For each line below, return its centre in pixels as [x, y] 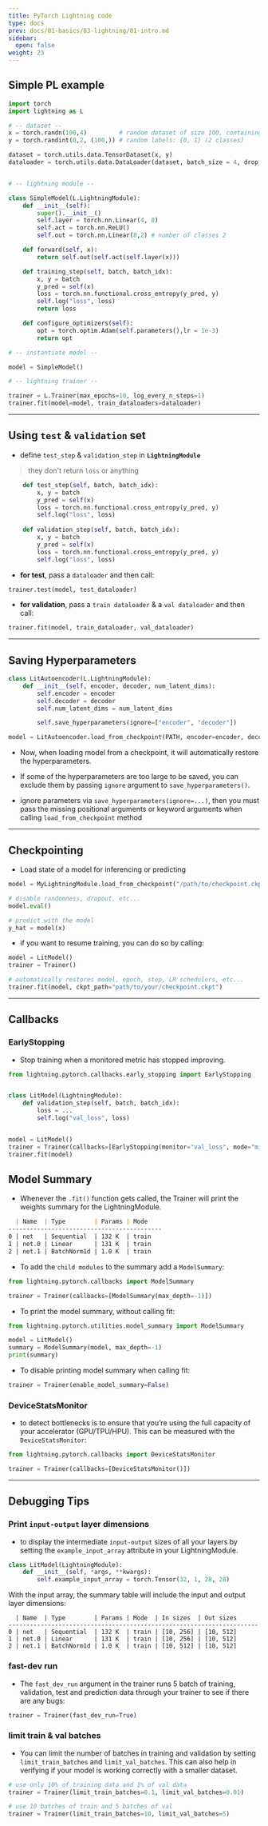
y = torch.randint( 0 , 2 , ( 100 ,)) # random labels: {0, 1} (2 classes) [126, 141]
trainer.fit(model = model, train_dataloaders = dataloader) [105, 404]
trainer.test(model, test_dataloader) [73, 589]
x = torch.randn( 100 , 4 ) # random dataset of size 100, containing [135, 133]
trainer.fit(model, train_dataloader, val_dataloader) [101, 628]
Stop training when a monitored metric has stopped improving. [122, 1060]
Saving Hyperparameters [73, 660]
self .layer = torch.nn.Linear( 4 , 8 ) [98, 221]
